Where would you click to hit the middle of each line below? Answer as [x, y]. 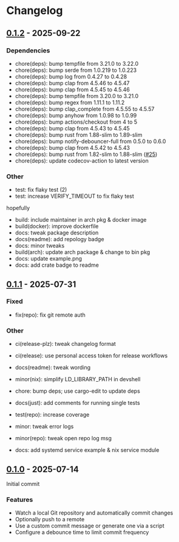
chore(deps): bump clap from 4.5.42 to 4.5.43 [73, 147]
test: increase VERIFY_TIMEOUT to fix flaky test [75, 196]
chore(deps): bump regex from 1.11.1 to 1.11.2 [70, 102]
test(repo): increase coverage [52, 415]
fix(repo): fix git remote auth [50, 315]
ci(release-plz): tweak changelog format [66, 344]
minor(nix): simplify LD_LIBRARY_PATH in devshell [78, 379]
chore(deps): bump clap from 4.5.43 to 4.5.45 [73, 128]
